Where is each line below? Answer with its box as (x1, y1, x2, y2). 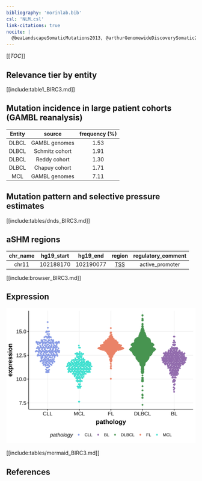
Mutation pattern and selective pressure (6, 191, 161, 202)
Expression (6, 292, 49, 302)
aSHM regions (6, 235, 61, 245)
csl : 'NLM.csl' (6, 16, 44, 22)
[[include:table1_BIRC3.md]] (6, 85, 75, 93)
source (44, 130, 62, 138)
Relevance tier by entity (6, 70, 97, 80)
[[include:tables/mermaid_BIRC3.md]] (6, 449, 100, 457)
